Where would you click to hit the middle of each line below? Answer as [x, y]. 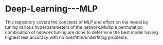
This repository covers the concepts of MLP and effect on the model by [77, 22]
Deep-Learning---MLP [52, 9]
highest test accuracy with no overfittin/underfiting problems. [66, 37]
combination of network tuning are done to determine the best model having [81, 32]
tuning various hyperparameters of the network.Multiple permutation [74, 27]
